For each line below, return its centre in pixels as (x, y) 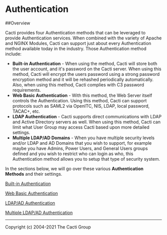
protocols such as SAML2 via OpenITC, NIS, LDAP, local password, (81, 106)
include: (13, 54)
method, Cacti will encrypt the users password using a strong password (86, 74)
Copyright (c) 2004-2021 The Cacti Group (48, 227)
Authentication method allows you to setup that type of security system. (86, 159)
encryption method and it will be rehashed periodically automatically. (83, 79)
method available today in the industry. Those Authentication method (76, 48)
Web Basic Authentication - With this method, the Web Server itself (82, 95)
